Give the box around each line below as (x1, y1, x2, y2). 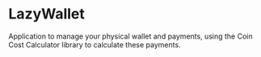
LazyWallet (8, 5, 85, 23)
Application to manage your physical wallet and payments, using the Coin (8, 31, 253, 41)
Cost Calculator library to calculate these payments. (8, 39, 181, 49)
